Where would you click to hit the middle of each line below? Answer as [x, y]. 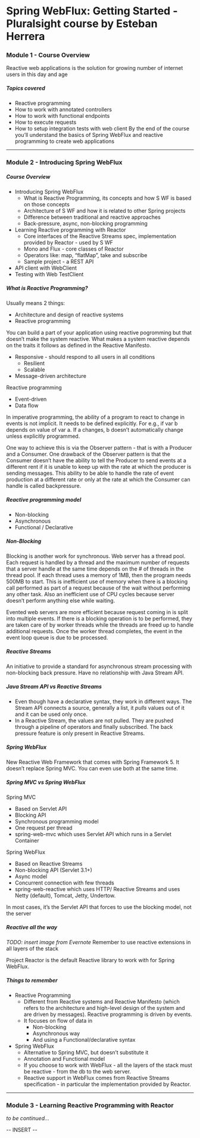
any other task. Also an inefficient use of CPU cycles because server [90, 594]
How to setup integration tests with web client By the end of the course [102, 129]
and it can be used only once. [51, 714]
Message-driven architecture [50, 376]
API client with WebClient [46, 268]
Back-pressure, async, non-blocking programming [85, 224]
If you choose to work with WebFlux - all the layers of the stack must [108, 1065]
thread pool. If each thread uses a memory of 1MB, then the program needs [99, 575]
